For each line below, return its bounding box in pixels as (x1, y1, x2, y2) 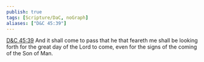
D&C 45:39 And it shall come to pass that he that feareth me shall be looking (6, 37, 198, 44)
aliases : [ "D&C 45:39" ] (6, 20, 67, 26)
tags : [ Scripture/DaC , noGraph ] (6, 15, 88, 21)
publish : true (6, 9, 43, 15)
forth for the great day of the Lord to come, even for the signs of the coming (6, 43, 197, 50)
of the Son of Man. (6, 50, 54, 57)
